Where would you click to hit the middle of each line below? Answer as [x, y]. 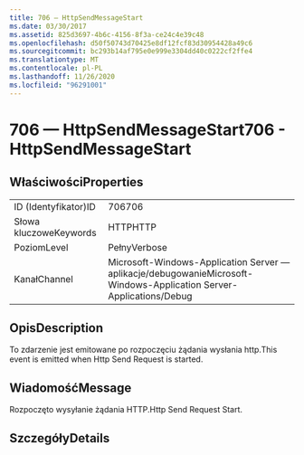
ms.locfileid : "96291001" [58, 85]
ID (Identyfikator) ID [55, 206]
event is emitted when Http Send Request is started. [106, 359]
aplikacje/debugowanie [157, 273]
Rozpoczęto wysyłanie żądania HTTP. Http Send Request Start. [126, 410]
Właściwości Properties [76, 182]
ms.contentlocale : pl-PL [56, 69]
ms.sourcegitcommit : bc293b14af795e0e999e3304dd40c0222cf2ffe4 [131, 52]
